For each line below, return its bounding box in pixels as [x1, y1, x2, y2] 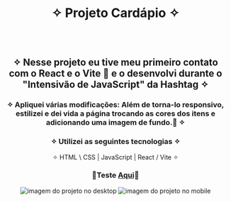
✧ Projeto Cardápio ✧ [51, 5, 180, 21]
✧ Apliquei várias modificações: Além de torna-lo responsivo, [6, 100, 225, 110]
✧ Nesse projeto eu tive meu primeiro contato [13, 57, 218, 69]
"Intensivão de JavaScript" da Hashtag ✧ [22, 79, 209, 91]
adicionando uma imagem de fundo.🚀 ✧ [45, 118, 186, 128]
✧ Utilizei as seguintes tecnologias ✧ [50, 137, 181, 147]
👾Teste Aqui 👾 [91, 170, 140, 180]
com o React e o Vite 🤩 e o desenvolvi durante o [9, 67, 222, 79]
